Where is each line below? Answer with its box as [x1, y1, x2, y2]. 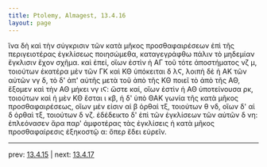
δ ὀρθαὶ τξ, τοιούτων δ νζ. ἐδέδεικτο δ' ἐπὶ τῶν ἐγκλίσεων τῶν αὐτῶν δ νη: [8, 110, 258, 120]
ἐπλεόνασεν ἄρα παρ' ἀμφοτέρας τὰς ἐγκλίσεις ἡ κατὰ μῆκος [8, 118, 215, 127]
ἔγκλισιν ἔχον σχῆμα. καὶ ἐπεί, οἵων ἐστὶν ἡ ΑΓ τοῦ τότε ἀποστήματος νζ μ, [8, 57, 257, 67]
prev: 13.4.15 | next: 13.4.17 [8, 150, 95, 159]
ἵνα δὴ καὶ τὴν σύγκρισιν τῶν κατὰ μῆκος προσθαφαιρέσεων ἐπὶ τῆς [8, 40, 234, 50]
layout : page [8, 19, 52, 27]
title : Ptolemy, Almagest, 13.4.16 [8, 11, 126, 20]
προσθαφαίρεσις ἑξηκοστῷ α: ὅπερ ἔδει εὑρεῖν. [8, 127, 167, 136]
